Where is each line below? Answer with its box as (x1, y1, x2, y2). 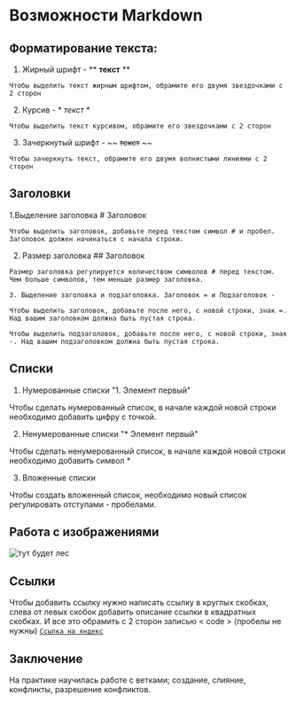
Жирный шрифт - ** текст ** (21, 64, 130, 74)
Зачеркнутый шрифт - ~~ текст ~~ (21, 137, 153, 147)
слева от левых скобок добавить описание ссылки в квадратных (9, 606, 257, 617)
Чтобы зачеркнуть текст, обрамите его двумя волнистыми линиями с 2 (9, 154, 268, 163)
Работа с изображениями (9, 525, 160, 540)
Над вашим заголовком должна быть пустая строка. (9, 314, 197, 323)
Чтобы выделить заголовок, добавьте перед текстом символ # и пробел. (9, 227, 276, 236)
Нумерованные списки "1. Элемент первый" (21, 385, 191, 395)
